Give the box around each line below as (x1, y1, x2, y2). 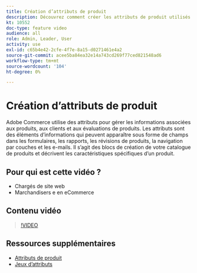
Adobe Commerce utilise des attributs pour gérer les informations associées (6, 119, 191, 126)
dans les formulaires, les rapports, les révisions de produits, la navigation (6, 138, 183, 145)
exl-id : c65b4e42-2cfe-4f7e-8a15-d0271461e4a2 (6, 47, 122, 53)
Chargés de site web (14, 183, 65, 189)
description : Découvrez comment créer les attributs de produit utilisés (6, 14, 191, 20)
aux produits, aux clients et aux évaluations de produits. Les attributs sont (6, 125, 185, 132)
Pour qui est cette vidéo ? (6, 167, 101, 177)
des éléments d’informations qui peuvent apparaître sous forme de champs (6, 131, 189, 138)
